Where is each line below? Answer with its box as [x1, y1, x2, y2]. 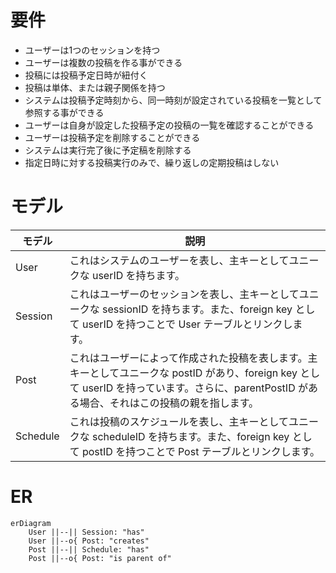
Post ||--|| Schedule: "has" [28, 544, 150, 555]
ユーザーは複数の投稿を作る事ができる [24, 56, 183, 68]
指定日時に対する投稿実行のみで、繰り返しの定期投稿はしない [24, 156, 280, 168]
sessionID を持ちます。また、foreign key [101, 302, 293, 316]
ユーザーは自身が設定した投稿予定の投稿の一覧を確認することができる [24, 119, 315, 131]
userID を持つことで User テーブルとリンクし [81, 317, 293, 331]
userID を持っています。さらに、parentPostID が [81, 381, 308, 395]
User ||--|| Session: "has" [28, 527, 145, 537]
